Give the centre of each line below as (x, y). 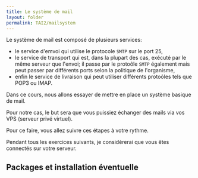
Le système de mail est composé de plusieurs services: (74, 40)
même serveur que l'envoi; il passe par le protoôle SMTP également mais (102, 64)
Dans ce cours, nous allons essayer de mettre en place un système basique (99, 95)
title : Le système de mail (40, 12)
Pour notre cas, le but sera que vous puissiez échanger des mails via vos (95, 113)
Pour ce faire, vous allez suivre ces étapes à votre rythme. (77, 131)
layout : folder (25, 17)
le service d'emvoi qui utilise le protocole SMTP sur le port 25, (89, 51)
